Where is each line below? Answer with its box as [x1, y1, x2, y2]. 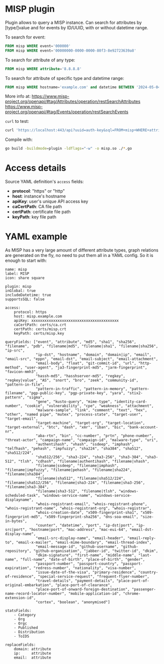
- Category [14, 613, 36, 618]
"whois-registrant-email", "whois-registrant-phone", [36, 502, 147, 507]
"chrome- [123, 591, 141, 596]
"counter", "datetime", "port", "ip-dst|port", [36, 523, 134, 528]
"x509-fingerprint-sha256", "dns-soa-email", [44, 514, 139, 520]
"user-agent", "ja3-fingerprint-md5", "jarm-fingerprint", [24, 365, 147, 370]
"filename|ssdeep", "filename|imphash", [36, 463, 119, 469]
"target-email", [5, 416, 38, 421]
